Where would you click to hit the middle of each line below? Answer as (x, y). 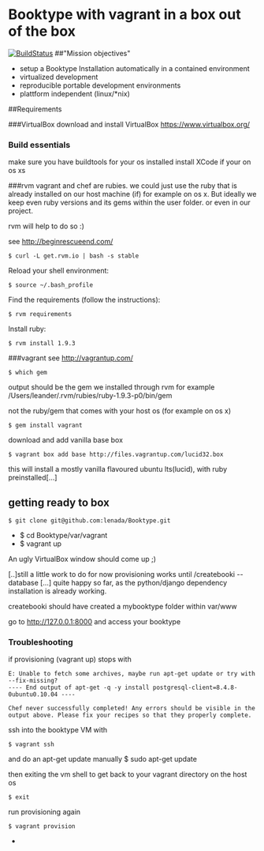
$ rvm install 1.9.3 (42, 344)
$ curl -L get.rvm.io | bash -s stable (74, 256)
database (24, 583)
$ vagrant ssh (32, 744)
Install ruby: (27, 329)
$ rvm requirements (40, 314)
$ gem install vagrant (45, 425)
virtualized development (59, 77)
